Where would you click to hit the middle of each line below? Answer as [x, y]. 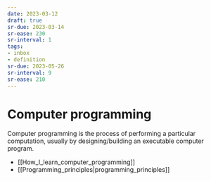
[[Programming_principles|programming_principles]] [94, 170]
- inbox [19, 54]
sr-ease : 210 [26, 79]
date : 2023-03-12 [33, 14]
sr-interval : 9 [30, 73]
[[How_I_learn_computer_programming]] [76, 162]
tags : [15, 46]
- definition [26, 60]
